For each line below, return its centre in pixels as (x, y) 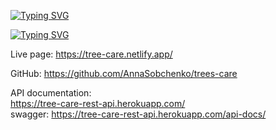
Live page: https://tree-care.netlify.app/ (91, 54)
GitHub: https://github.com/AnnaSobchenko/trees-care (124, 73)
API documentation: (51, 93)
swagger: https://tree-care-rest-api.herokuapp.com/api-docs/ (138, 114)
